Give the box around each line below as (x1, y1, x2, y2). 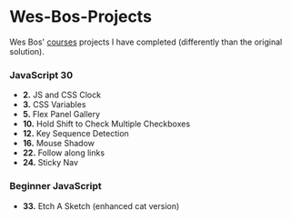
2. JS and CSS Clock (22, 89, 102, 101)
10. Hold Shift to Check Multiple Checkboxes (22, 118, 191, 129)
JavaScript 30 (9, 68, 74, 81)
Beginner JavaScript (9, 180, 102, 193)
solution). (9, 45, 45, 56)
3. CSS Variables (22, 99, 86, 110)
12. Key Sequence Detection (22, 128, 129, 139)
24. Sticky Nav (22, 157, 79, 168)
